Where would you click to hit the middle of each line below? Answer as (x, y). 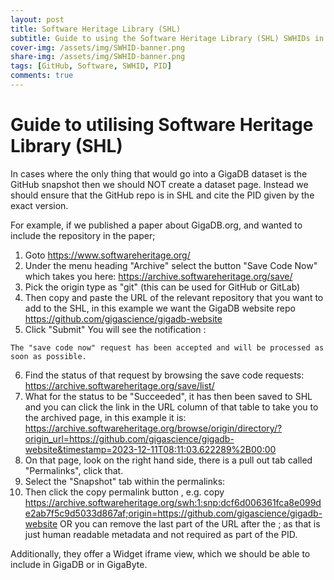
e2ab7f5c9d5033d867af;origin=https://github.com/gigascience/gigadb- (173, 513)
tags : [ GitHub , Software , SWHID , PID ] (91, 66)
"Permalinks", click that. (74, 470)
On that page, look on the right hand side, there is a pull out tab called (168, 460)
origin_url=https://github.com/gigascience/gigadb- (129, 438)
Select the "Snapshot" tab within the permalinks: (125, 481)
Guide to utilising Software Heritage (162, 125)
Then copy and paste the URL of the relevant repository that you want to (174, 297)
